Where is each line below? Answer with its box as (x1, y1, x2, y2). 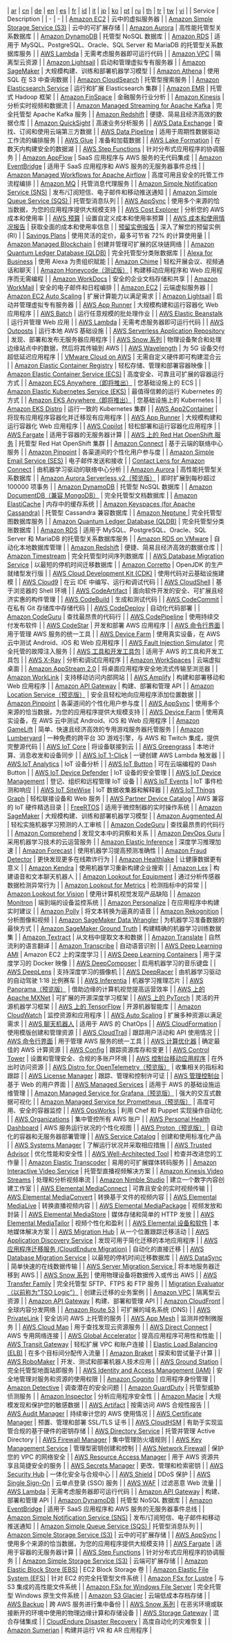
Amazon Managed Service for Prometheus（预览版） (40, 1098, 192, 1105)
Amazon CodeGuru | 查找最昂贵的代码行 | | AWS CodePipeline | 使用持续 (7, 613, 213, 620)
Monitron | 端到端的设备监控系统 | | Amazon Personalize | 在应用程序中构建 (7, 898, 220, 906)
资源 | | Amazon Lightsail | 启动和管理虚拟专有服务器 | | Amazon (25, 58, 206, 66)
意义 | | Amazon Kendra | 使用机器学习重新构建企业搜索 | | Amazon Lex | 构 (7, 863, 220, 872)
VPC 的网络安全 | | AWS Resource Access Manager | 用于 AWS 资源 (20, 1453, 213, 1461)
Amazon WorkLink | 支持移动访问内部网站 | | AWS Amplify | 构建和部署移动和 (7, 673, 225, 681)
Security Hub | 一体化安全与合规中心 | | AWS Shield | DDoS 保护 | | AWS (7, 1470, 211, 1478)
